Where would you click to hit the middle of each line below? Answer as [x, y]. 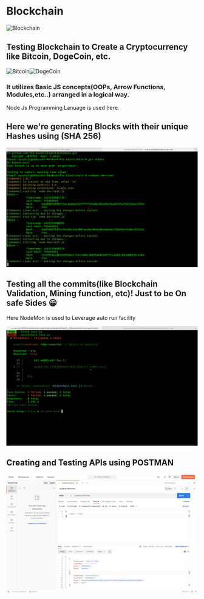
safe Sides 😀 [32, 303]
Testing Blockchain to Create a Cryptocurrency [97, 47]
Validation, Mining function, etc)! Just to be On [97, 293]
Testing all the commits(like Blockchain [82, 284]
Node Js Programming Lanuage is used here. [63, 108]
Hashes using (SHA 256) [54, 136]
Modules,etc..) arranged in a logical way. [68, 94]
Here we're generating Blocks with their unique [97, 127]
